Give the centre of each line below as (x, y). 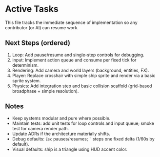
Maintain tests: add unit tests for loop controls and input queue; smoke (83, 123)
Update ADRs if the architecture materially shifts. (61, 134)
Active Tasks (32, 9)
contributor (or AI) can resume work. (42, 27)
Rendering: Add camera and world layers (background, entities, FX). (80, 70)
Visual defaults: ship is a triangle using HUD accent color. (70, 149)
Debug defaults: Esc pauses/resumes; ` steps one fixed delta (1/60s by (83, 139)
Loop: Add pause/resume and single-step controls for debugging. (78, 55)
